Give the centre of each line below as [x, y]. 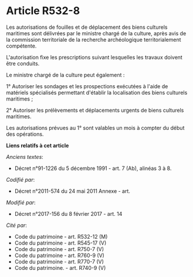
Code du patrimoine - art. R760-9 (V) [59, 255]
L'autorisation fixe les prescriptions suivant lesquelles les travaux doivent [94, 57]
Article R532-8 [43, 11]
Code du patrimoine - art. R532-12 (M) [61, 236]
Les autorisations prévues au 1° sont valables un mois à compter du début [95, 128]
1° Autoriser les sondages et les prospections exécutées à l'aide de [87, 86]
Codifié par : [21, 179]
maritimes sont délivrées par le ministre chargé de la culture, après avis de [96, 33]
